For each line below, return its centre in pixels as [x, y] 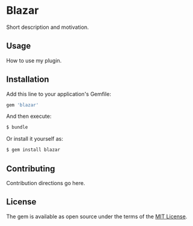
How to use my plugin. [34, 60]
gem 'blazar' [23, 105]
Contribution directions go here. [46, 183]
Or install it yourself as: [35, 139]
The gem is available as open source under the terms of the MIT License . [97, 216]
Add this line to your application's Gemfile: [59, 94]
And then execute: [29, 116]
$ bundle [17, 127]
